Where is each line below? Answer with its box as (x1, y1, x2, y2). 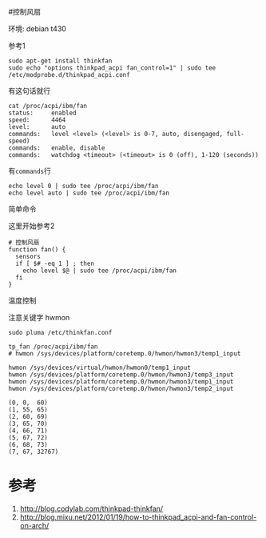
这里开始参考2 (8, 221, 55, 231)
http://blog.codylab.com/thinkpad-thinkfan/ (19, 504, 164, 513)
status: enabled (8, 109, 77, 117)
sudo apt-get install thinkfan (8, 57, 113, 65)
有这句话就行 (8, 86, 50, 95)
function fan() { (8, 246, 66, 254)
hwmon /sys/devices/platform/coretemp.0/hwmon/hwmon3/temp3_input (8, 371, 234, 379)
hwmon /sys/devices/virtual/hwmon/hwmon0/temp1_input (8, 363, 192, 371)
